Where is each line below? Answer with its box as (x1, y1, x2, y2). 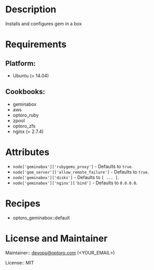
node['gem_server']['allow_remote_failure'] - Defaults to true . (12, 168, 149, 175)
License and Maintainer (5, 233, 108, 244)
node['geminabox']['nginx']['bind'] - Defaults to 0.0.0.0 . (12, 180, 138, 186)
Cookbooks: (5, 87, 45, 96)
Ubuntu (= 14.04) (12, 72, 49, 79)
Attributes (5, 146, 50, 158)
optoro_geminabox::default (12, 215, 70, 221)
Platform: (5, 59, 36, 68)
